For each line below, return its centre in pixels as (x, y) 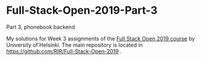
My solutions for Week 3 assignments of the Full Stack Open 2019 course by (100, 38)
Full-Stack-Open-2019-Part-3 (82, 10)
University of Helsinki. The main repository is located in (74, 45)
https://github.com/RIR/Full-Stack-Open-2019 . (64, 51)
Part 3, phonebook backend (40, 27)
